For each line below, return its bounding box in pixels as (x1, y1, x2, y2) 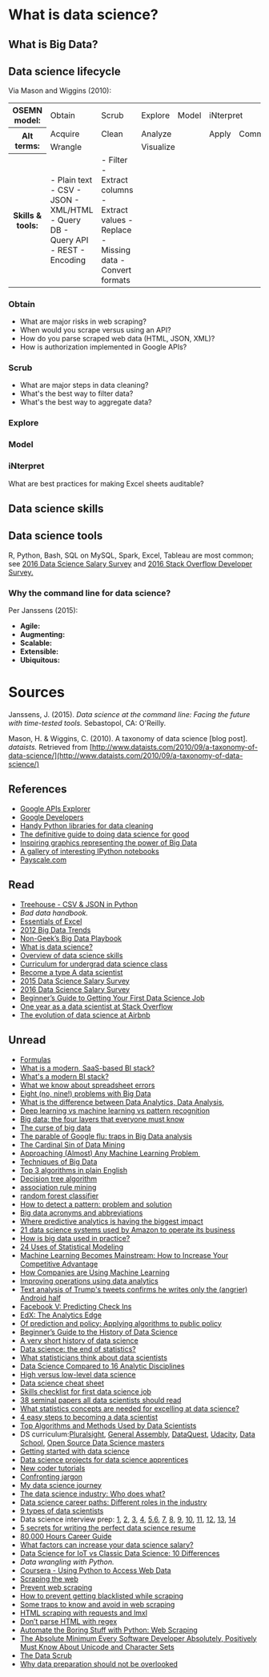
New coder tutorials (19, 1463, 86, 1473)
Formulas (19, 1054, 51, 1064)
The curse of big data (19, 1123, 92, 1132)
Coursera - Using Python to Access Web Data (19, 1565, 171, 1575)
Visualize (141, 141, 175, 152)
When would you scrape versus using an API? (19, 325, 171, 335)
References (8, 783, 67, 796)
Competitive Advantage (19, 1259, 98, 1268)
